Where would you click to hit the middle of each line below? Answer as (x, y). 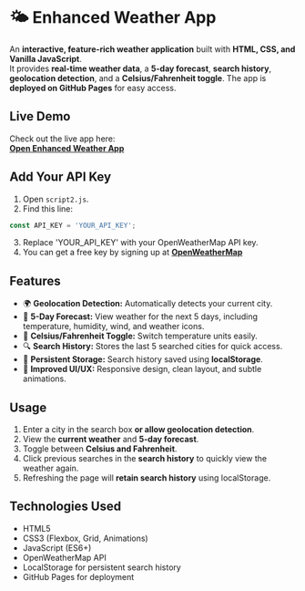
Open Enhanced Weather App (67, 148)
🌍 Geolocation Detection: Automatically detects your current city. (147, 304)
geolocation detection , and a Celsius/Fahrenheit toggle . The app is (138, 78)
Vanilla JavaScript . (46, 58)
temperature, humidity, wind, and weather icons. (113, 327)
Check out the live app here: (62, 139)
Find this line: (48, 208)
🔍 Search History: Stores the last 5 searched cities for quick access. (152, 347)
